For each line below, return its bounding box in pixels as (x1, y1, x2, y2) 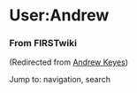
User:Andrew (9, 5, 110, 26)
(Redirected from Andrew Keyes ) (9, 57, 129, 67)
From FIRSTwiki (9, 37, 78, 50)
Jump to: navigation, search (9, 74, 110, 85)
